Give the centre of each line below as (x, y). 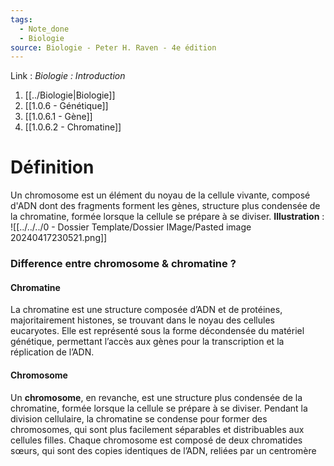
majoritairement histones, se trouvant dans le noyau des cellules (142, 320)
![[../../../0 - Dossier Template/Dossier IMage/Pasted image (131, 227)
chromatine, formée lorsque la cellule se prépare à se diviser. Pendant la (159, 408)
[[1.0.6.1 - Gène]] (58, 117)
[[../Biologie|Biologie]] (70, 95)
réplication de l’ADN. (52, 352)
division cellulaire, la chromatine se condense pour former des (139, 418)
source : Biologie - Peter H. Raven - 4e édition (113, 47)
